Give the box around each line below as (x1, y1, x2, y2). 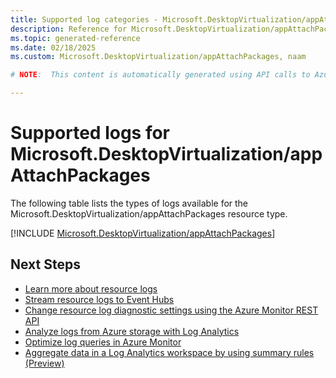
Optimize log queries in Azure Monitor (24, 336, 182, 348)
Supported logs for (10, 122, 171, 145)
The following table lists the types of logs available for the (10, 197, 249, 209)
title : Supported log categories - (10, 14, 159, 25)
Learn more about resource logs (24, 282, 158, 295)
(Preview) (24, 357, 65, 369)
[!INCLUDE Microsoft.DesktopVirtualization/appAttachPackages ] (10, 227, 276, 239)
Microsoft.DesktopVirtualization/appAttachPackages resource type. (10, 207, 288, 220)
